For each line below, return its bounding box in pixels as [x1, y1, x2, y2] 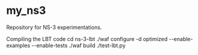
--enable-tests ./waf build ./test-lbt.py [31, 42, 126, 49]
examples [6, 42, 31, 49]
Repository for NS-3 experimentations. [6, 24, 102, 31]
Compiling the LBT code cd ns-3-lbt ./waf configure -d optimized [6, 35, 168, 42]
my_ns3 [6, 4, 46, 18]
